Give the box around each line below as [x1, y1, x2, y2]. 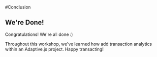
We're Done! [5, 18, 44, 27]
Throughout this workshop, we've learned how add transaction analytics [5, 41, 152, 47]
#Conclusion [5, 4, 31, 10]
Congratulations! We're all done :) [5, 31, 73, 37]
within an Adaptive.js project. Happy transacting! [5, 46, 104, 52]
